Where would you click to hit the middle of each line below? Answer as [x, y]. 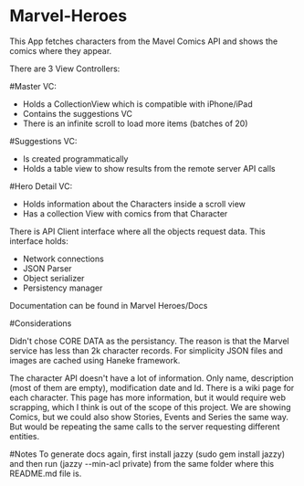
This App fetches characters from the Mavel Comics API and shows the [144, 41]
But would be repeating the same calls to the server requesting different [145, 427]
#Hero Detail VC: [41, 186]
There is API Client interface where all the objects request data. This [138, 231]
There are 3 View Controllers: [65, 69]
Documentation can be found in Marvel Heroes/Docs [109, 305]
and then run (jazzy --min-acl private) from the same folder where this [142, 463]
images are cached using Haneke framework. [95, 360]
